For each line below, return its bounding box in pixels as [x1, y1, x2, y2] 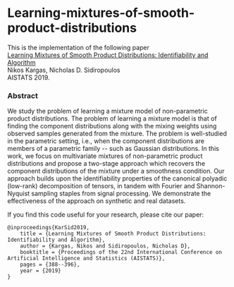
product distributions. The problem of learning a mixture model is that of [7, 114, 217, 123]
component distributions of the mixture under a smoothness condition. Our [7, 167, 225, 176]
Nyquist [7, 189, 30, 198]
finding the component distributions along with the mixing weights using [7, 122, 217, 130]
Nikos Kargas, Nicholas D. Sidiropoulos [7, 66, 121, 74]
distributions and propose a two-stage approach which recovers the [7, 159, 206, 168]
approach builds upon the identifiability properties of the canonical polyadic [7, 174, 228, 183]
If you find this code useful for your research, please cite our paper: [7, 210, 204, 219]
